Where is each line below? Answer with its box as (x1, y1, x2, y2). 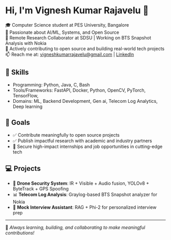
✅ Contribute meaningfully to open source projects (12, 132, 120, 138)
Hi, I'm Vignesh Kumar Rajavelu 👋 (5, 5, 149, 16)
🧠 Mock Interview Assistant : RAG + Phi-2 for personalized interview (12, 204, 157, 210)
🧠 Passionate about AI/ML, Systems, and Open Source (5, 29, 120, 35)
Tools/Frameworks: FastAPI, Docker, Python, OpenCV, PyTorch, (12, 87, 146, 93)
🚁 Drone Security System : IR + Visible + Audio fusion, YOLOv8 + (12, 180, 149, 186)
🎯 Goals (5, 118, 31, 127)
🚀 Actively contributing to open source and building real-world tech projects (5, 46, 165, 52)
